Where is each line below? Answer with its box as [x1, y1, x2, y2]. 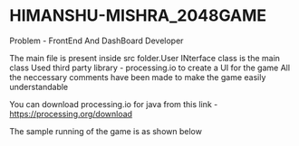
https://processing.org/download [9, 108, 133, 119]
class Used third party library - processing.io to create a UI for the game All [9, 62, 291, 73]
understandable [9, 81, 69, 92]
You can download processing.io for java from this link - [9, 98, 218, 109]
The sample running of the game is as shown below [9, 125, 202, 136]
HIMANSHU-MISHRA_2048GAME [9, 5, 267, 26]
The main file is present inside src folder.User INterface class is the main [9, 52, 281, 63]
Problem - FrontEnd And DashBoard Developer [9, 35, 184, 46]
